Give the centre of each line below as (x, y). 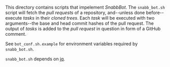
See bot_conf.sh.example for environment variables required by (72, 44)
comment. (16, 34)
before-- (155, 13)
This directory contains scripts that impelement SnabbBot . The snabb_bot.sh (85, 7)
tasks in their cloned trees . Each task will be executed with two (89, 18)
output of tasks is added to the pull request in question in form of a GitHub (83, 29)
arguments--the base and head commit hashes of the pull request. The (79, 23)
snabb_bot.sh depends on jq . (35, 59)
